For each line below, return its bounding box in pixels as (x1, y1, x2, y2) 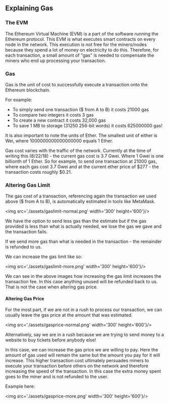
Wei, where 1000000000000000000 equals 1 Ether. (5, 137, 114, 143)
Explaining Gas (5, 4, 53, 13)
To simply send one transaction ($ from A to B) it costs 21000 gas (12, 106, 149, 113)
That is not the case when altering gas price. (5, 284, 98, 290)
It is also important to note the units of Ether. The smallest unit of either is (5, 132, 157, 138)
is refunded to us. (5, 244, 42, 250)
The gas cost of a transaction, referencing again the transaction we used (5, 193, 156, 199)
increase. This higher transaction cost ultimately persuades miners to (5, 358, 149, 364)
